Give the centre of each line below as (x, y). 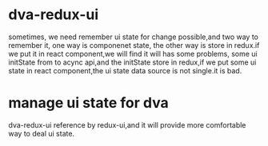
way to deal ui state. (41, 133)
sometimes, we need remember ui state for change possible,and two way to (133, 37)
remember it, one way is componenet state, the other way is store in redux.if (134, 45)
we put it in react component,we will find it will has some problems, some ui (133, 53)
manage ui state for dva (89, 103)
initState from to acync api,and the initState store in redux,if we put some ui (132, 62)
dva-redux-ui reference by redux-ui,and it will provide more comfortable (127, 124)
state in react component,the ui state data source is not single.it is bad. (125, 70)
